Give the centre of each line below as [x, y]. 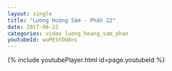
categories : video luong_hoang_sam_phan [68, 33]
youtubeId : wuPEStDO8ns [43, 40]
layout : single [30, 14]
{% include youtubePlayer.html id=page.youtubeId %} [86, 60]
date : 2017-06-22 [33, 27]
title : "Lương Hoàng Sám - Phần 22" [61, 20]
